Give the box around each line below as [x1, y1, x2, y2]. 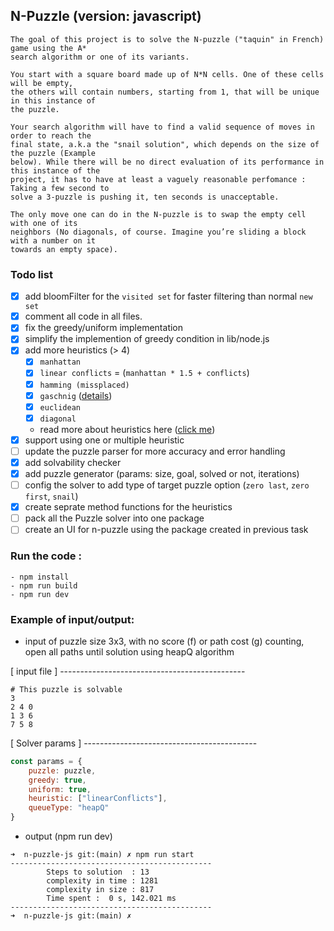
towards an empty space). [10, 244, 118, 254]
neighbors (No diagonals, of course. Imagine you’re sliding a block [10, 227, 307, 237]
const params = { [10, 756, 83, 766]
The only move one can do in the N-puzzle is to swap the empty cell [10, 209, 307, 219]
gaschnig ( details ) [39, 389, 113, 401]
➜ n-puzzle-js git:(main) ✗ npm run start [10, 850, 195, 860]
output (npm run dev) [24, 830, 113, 843]
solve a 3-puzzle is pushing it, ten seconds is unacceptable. [10, 192, 280, 202]
